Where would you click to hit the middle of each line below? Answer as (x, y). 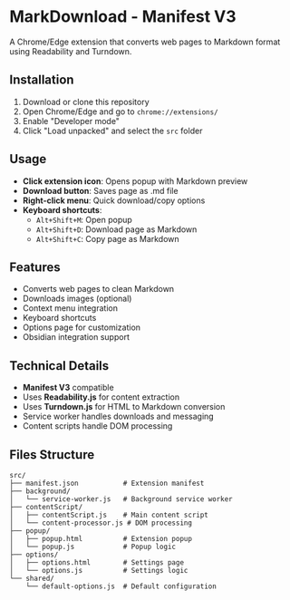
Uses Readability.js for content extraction (101, 397)
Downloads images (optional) (77, 299)
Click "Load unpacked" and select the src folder (112, 131)
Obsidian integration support (76, 337)
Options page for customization (82, 327)
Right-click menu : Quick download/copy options (114, 200)
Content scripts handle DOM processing (97, 426)
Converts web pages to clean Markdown (98, 289)
